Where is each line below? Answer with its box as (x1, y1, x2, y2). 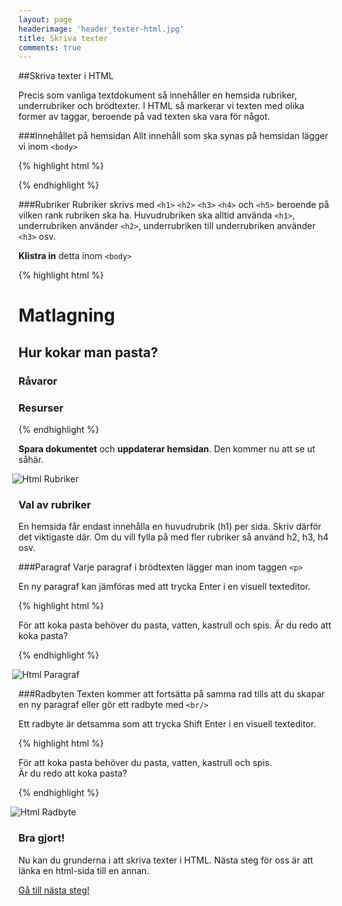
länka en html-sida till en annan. (18, 864, 150, 876)
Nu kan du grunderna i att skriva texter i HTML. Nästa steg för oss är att (18, 854, 314, 866)
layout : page (18, 14, 73, 25)
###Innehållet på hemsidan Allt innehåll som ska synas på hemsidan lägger (18, 130, 329, 142)
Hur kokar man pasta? (18, 344, 159, 361)
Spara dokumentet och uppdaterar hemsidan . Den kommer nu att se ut (18, 443, 316, 455)
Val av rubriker (18, 497, 91, 511)
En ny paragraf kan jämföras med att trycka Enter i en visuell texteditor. (18, 581, 311, 593)
